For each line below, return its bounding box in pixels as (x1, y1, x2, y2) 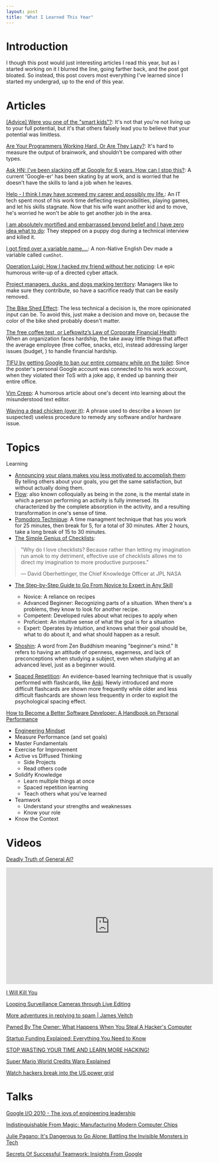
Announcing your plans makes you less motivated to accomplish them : (14, 472, 187, 479)
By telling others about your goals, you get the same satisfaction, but (14, 478, 182, 485)
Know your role (23, 809, 61, 816)
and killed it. (6, 233, 36, 241)
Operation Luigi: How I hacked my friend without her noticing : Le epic (6, 263, 175, 270)
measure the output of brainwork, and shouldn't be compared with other (6, 149, 182, 156)
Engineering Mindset (14, 727, 66, 735)
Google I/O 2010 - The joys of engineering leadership (6, 1110, 136, 1117)
